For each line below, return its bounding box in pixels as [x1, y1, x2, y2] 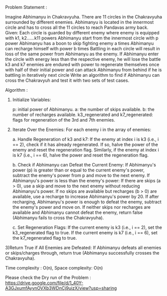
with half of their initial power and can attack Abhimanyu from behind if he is [5, 67, 162, 73]
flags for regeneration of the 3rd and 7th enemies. [12, 117, 116, 123]
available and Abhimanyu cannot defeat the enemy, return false [12, 209, 143, 215]
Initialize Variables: [12, 97, 51, 103]
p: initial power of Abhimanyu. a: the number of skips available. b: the [12, 107, 155, 112]
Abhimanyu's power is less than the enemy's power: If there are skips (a [12, 178, 161, 183]
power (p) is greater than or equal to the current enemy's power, [12, 167, 145, 173]
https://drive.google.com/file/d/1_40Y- [5, 280, 84, 286]
